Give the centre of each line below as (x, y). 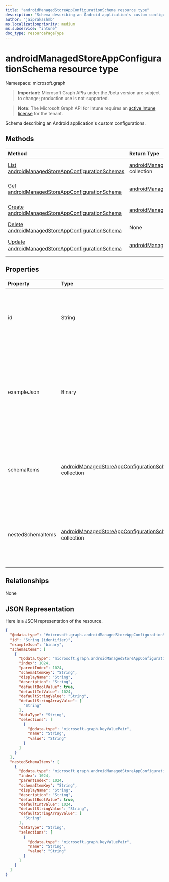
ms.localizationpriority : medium (40, 24)
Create (16, 207)
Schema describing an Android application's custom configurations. (76, 123)
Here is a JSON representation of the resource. (54, 621)
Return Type (144, 153)
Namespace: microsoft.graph (35, 83)
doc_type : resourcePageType (35, 33)
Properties (22, 269)
